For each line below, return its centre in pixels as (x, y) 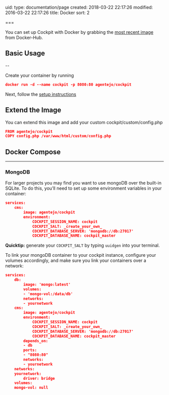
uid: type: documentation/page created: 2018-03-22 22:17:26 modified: (79, 7)
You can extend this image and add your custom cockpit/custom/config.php (84, 122)
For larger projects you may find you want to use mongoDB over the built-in (83, 183)
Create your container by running (40, 75)
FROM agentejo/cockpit (29, 131)
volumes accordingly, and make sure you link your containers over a (76, 261)
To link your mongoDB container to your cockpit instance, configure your (81, 255)
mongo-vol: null (31, 388)
